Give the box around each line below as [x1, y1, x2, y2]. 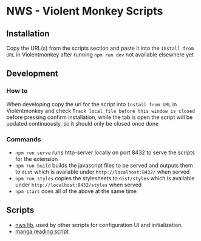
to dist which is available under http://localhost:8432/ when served [15, 168, 190, 175]
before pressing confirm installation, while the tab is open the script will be [6, 114, 193, 121]
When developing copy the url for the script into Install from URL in [6, 100, 177, 107]
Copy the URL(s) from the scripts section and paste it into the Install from [6, 44, 194, 52]
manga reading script [15, 228, 69, 235]
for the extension [15, 155, 58, 162]
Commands [6, 135, 41, 143]
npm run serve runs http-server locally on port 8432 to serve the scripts [15, 149, 196, 156]
